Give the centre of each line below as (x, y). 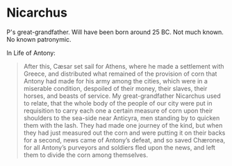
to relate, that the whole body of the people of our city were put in (118, 103)
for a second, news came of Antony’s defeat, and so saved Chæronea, (124, 140)
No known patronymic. (39, 39)
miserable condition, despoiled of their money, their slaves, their (115, 88)
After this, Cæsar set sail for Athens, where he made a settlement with (124, 66)
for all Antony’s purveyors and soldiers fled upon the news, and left (119, 147)
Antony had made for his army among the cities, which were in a (115, 81)
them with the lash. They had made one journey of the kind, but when (123, 125)
